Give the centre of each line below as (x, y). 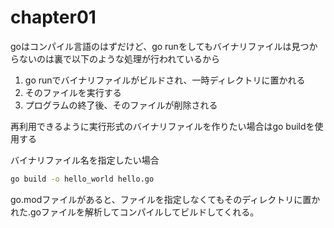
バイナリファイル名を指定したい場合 (85, 160)
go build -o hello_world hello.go (82, 179)
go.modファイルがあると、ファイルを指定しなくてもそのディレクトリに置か (165, 199)
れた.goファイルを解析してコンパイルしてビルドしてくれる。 (135, 212)
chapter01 (53, 17)
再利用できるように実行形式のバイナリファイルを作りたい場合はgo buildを (162, 126)
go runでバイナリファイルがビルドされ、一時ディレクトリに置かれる (165, 80)
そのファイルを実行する (73, 92)
